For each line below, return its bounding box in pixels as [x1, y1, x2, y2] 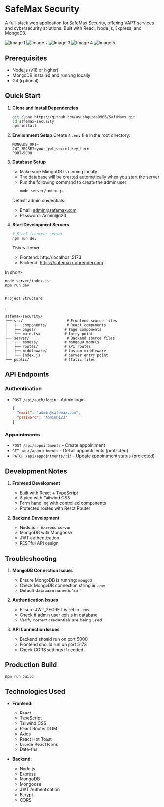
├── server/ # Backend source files [5, 336, 115, 341]
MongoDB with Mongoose [19, 530, 72, 536]
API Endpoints [5, 371, 49, 379]
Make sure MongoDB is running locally [19, 169, 98, 175]
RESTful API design [19, 540, 59, 546]
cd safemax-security [12, 119, 54, 124]
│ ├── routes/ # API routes [5, 344, 91, 349]
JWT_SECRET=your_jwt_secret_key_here [12, 146, 90, 151]
